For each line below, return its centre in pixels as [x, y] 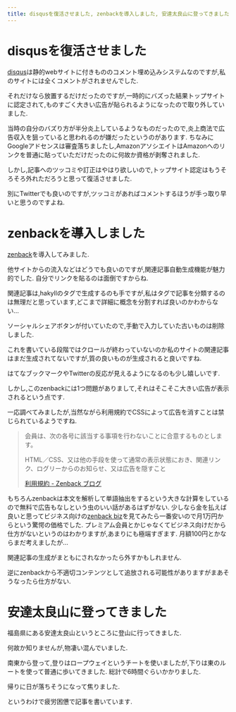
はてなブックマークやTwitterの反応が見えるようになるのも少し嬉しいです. [114, 373]
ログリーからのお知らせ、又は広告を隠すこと [101, 468]
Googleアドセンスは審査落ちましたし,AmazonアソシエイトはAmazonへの [113, 146]
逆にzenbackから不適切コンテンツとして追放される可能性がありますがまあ [115, 572]
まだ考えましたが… [41, 542]
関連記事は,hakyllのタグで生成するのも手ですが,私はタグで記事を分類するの [116, 293]
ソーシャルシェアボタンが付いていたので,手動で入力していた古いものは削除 [116, 326]
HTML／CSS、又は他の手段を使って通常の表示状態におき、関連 [117, 460]
